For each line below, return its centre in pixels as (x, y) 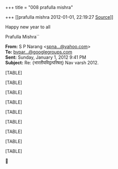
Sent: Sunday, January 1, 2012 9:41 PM (46, 57)
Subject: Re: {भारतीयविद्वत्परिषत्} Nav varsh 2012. (52, 62)
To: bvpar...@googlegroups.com (39, 52)
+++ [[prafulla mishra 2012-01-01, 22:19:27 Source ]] (59, 17)
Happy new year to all (28, 27)
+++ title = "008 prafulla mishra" (39, 7)
